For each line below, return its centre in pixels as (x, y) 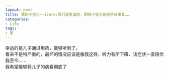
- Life (12, 24)
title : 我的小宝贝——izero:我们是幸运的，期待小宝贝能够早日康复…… (67, 14)
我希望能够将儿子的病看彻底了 (36, 66)
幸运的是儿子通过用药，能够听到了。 (43, 48)
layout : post (19, 10)
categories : (18, 19)
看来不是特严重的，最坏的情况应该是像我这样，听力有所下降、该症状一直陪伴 (84, 54)
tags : (11, 28)
